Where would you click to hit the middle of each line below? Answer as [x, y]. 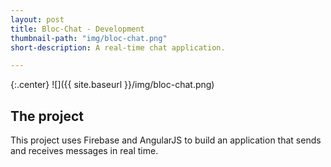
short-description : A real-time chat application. [118, 47]
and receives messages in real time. [84, 151]
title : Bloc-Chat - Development [77, 29]
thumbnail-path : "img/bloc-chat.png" [89, 38]
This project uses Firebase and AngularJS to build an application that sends [166, 140]
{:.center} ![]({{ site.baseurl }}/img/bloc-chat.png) [112, 85]
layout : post [37, 19]
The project [47, 116]
